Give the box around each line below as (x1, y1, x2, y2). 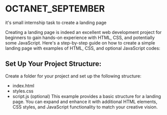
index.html (12, 82, 35, 88)
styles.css (12, 88, 34, 94)
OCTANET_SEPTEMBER (5, 3, 105, 14)
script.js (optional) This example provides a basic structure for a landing (12, 93, 161, 99)
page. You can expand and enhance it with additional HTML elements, (12, 98, 157, 104)
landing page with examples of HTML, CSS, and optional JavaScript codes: (5, 45, 160, 51)
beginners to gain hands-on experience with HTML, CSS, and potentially (5, 34, 155, 40)
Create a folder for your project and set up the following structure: (5, 73, 141, 79)
